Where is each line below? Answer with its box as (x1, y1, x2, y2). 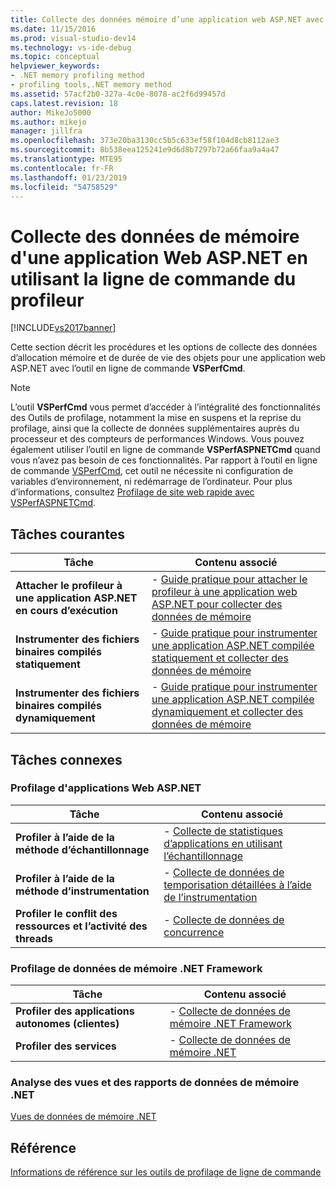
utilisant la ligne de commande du (10, 267, 297, 290)
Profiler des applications (15, 1004, 135, 1018)
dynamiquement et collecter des (151, 705, 304, 719)
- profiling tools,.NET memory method (10, 80, 172, 90)
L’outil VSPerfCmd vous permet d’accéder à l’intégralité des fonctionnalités (10, 401, 321, 413)
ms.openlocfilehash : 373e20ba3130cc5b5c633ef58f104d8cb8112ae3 (10, 136, 280, 146)
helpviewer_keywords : (10, 61, 101, 71)
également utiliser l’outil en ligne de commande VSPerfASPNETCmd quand (10, 444, 321, 456)
